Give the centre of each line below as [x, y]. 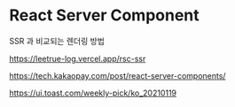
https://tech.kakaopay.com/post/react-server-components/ [117, 75]
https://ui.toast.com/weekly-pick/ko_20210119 [93, 93]
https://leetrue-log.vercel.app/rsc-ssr [78, 58]
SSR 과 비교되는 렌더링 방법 [57, 41]
